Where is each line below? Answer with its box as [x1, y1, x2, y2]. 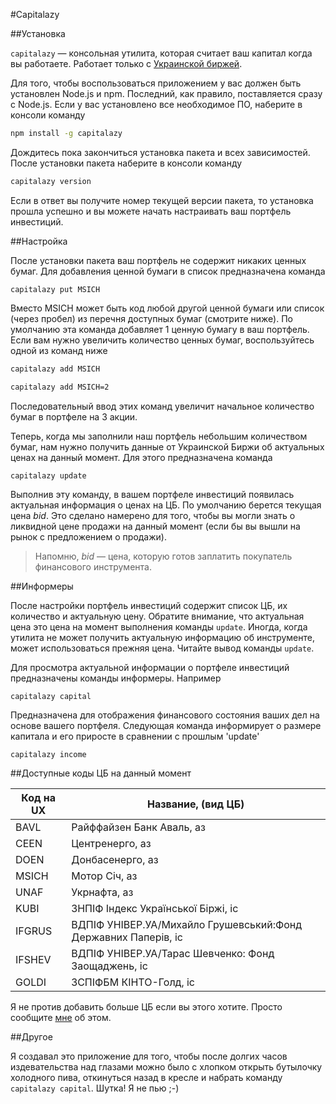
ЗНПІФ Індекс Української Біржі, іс [71, 901, 239, 915]
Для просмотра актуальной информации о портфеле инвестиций [10, 661, 290, 673]
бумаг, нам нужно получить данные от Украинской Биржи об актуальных [10, 440, 325, 453]
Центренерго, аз [71, 836, 152, 850]
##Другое [10, 1030, 53, 1043]
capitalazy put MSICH [10, 284, 101, 294]
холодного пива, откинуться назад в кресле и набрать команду [10, 1071, 283, 1083]
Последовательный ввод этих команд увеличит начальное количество [10, 400, 315, 412]
